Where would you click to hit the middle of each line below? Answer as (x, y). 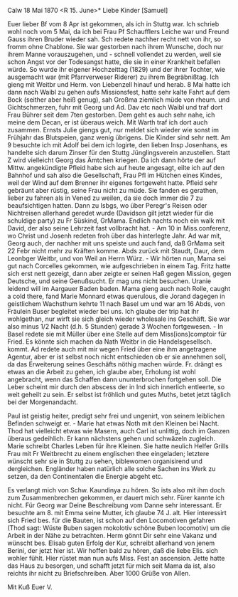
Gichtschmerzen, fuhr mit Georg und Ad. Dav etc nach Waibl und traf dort (115, 107)
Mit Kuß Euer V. (30, 587)
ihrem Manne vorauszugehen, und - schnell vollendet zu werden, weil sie (114, 54)
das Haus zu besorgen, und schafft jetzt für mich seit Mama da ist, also (112, 566)
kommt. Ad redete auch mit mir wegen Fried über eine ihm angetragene (112, 349)
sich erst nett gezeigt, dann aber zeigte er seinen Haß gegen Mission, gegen (119, 274)
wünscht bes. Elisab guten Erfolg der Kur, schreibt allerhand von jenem (111, 543)
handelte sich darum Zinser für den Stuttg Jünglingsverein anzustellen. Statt (119, 153)
